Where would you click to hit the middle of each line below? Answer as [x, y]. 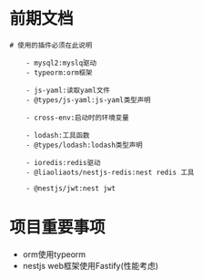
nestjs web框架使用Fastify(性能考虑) [91, 265]
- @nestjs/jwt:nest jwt [71, 188]
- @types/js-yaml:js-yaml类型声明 [89, 100]
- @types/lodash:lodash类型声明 [84, 145]
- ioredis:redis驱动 [63, 162]
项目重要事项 [58, 228]
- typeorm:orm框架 [59, 73]
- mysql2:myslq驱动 [61, 63]
